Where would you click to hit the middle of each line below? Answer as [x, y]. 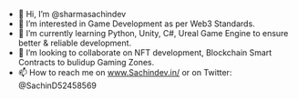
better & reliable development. [75, 43]
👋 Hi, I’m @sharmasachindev [72, 14]
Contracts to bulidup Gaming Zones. [86, 62]
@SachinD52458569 [57, 85]
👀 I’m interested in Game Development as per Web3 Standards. [136, 24]
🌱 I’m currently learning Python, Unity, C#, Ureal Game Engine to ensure [153, 33]
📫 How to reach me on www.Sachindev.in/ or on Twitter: [125, 72]
